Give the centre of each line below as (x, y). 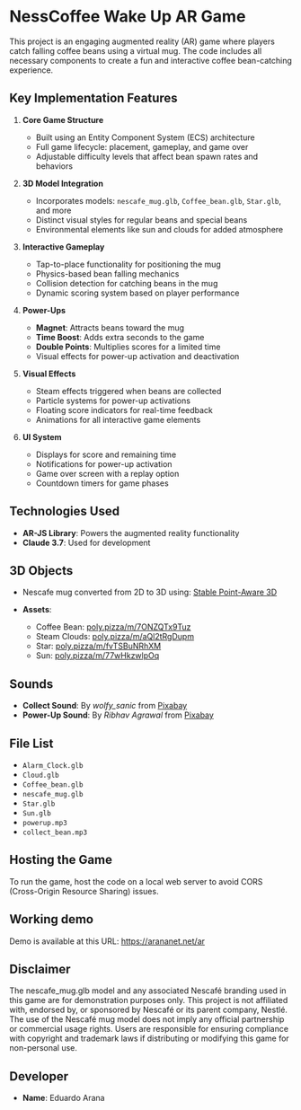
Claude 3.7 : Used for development (86, 542)
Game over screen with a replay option (107, 473)
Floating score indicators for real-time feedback (124, 410)
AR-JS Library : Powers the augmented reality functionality (131, 533)
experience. (31, 70)
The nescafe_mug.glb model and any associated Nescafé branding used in (148, 991)
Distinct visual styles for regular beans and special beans (142, 220)
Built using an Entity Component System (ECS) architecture (145, 137)
